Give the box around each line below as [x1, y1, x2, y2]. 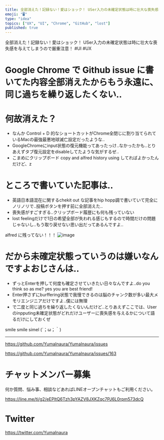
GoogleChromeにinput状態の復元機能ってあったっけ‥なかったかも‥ [12, 143, 147, 148]
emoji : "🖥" [5, 12, 28, 17]
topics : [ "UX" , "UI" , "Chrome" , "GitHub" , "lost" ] [5, 21, 110, 26]
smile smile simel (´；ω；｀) [5, 327, 61, 333]
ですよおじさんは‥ [5, 263, 80, 274]
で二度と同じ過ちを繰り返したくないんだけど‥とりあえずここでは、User [12, 304, 157, 310]
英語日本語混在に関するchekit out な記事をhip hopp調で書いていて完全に [12, 197, 158, 203]
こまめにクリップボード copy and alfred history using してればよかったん [12, 155, 159, 161]
